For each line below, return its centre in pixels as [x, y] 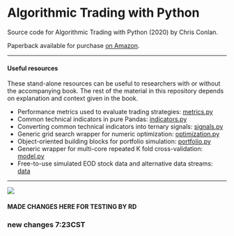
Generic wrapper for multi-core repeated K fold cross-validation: [110, 149]
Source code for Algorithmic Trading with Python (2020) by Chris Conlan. [112, 32]
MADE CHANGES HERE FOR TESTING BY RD [72, 206]
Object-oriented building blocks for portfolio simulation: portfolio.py [114, 141]
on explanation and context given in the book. [73, 98]
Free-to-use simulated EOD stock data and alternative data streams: [115, 164]
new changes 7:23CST [46, 224]
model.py [31, 156]
